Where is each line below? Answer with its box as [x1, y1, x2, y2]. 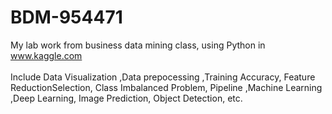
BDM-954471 [10, 6, 123, 29]
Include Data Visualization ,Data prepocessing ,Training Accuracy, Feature [10, 71, 316, 83]
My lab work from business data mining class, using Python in [10, 39, 266, 51]
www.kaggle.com [10, 49, 83, 61]
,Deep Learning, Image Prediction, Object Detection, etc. [10, 92, 243, 104]
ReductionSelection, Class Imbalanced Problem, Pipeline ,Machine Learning [10, 81, 323, 93]
